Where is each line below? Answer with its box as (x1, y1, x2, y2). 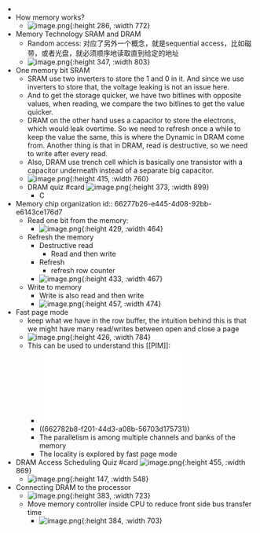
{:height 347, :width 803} (69, 57, 151, 67)
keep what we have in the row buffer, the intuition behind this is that (27, 316, 247, 325)
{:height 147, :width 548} (69, 474, 149, 484)
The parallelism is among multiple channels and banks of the (38, 433, 236, 442)
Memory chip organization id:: (15, 199, 113, 208)
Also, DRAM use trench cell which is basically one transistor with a (27, 158, 244, 166)
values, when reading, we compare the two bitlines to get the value (27, 99, 245, 108)
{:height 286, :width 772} (69, 21, 151, 30)
